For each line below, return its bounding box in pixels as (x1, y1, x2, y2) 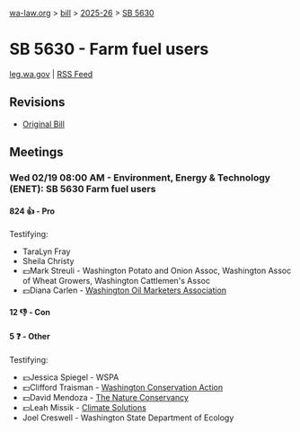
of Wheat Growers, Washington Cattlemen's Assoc (22, 276, 211, 287)
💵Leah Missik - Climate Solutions (22, 402, 146, 413)
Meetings (9, 145, 65, 160)
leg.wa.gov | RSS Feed (9, 68, 93, 79)
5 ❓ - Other (9, 331, 51, 342)
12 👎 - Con (9, 306, 51, 317)
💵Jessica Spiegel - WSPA (22, 372, 119, 383)
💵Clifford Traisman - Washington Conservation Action (22, 382, 223, 393)
